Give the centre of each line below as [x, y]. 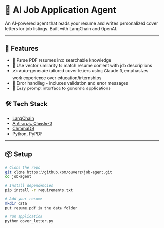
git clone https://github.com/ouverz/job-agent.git [59, 172]
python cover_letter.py [29, 221]
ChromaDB [23, 128]
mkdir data [16, 203]
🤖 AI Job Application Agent [61, 10]
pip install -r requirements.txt [39, 190]
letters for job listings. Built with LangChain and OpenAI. [61, 28]
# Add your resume [24, 199]
